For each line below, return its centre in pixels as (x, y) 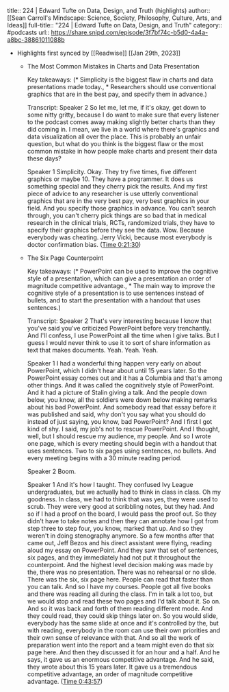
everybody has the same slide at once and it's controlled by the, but (123, 623)
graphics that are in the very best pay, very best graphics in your (118, 201)
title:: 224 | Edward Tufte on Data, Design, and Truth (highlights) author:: (109, 11)
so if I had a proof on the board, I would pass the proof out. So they (122, 514)
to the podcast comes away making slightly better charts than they (121, 122)
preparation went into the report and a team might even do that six (121, 645)
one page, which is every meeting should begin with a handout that (122, 443)
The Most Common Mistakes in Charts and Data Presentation (113, 66)
